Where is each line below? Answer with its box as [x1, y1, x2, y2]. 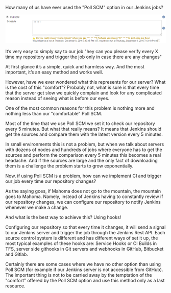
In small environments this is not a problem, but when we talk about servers [5, 141, 164, 147]
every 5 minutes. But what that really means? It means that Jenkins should [5, 126, 162, 132]
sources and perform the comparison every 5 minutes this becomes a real [5, 152, 161, 158]
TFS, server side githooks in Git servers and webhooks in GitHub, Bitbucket [5, 246, 164, 252]
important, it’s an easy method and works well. [5, 69, 103, 75]
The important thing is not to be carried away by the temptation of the [5, 272, 152, 278]
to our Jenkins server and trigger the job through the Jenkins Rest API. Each [5, 229, 165, 235]
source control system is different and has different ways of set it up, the [5, 235, 158, 241]
